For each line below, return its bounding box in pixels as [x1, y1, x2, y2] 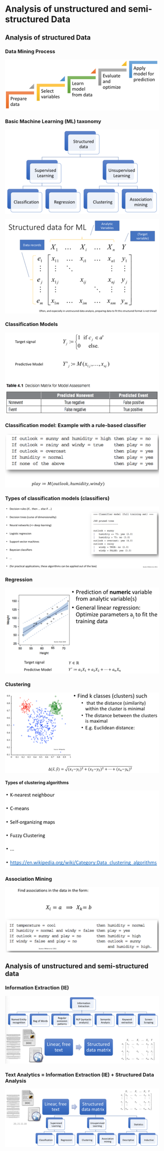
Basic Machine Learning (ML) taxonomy [5, 118, 102, 125]
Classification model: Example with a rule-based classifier [5, 422, 146, 429]
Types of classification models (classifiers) [5, 495, 110, 502]
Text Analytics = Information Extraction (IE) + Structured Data [5, 1071, 154, 1078]
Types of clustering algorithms [5, 780, 69, 785]
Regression [5, 576, 33, 583]
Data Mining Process [5, 48, 56, 55]
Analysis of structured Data [5, 33, 91, 42]
